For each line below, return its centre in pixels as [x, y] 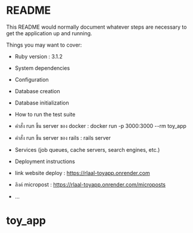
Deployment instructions [45, 161]
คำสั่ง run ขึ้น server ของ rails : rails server [63, 137]
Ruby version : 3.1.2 [38, 56]
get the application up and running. [49, 33]
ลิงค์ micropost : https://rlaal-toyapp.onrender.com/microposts [90, 184]
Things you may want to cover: [44, 45]
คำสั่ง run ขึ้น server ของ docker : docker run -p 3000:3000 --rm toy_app [100, 125]
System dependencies [42, 68]
